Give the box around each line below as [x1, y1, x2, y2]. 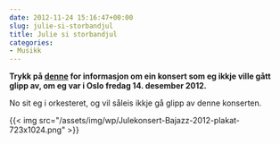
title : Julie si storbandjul [9, 30, 118, 38]
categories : [9, 38, 54, 47]
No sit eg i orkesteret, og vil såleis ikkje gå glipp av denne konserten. [9, 97, 262, 108]
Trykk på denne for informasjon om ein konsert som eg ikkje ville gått [9, 71, 271, 81]
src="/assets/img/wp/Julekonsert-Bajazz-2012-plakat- [38, 115, 241, 126]
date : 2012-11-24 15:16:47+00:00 [9, 13, 134, 22]
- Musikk [9, 47, 42, 55]
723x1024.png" [9, 124, 66, 135]
